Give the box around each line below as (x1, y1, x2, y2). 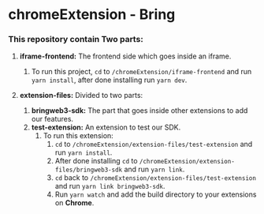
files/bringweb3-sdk (54, 166, 123, 175)
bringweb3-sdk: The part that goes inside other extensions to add (31, 106, 248, 115)
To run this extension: (43, 131, 114, 141)
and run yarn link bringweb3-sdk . (54, 182, 165, 191)
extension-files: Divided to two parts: (19, 91, 143, 100)
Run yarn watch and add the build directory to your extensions (54, 190, 257, 199)
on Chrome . (54, 198, 95, 208)
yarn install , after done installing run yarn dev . (31, 75, 188, 84)
